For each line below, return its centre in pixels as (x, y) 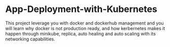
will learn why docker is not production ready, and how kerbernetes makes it (85, 28)
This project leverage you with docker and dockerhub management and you (84, 23)
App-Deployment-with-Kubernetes (81, 9)
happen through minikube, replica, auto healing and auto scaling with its (80, 33)
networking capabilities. (30, 39)
